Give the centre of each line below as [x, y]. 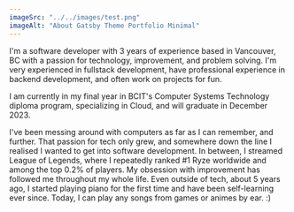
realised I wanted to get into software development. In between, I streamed [146, 150]
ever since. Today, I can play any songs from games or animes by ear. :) [140, 197]
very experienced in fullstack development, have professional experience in [147, 69]
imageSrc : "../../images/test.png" [75, 17]
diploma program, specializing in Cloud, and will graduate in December [139, 105]
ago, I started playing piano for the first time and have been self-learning [142, 188]
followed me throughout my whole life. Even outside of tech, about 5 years [145, 178]
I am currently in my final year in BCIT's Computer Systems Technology [139, 96]
